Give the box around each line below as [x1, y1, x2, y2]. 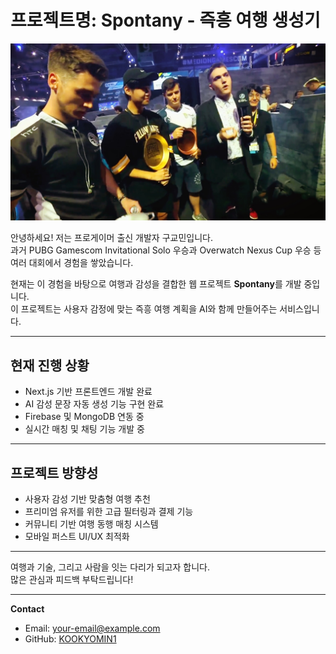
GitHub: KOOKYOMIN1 [24, 633, 117, 645]
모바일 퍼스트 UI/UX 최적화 [24, 531, 130, 543]
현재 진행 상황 [10, 357, 90, 374]
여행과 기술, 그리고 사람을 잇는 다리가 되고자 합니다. [10, 561, 210, 573]
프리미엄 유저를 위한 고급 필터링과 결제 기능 [24, 506, 194, 518]
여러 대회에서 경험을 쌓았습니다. [10, 257, 134, 269]
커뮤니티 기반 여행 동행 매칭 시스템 [24, 518, 159, 530]
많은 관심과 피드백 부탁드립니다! [10, 574, 134, 586]
